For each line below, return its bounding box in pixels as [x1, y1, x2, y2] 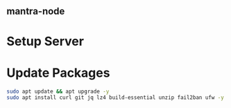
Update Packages [6, 65, 110, 80]
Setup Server [6, 33, 85, 49]
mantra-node [6, 6, 65, 17]
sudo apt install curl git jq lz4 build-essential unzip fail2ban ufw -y [6, 94, 225, 101]
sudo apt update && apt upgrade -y [6, 88, 110, 95]
